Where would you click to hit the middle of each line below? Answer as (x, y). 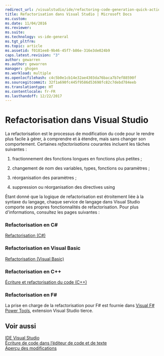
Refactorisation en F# (31, 295)
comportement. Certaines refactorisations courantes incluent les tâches (78, 144)
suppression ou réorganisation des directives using (63, 187)
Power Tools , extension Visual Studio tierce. (49, 311)
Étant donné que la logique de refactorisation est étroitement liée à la (74, 197)
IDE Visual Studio (22, 338)
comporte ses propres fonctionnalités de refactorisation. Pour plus (72, 207)
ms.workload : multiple (28, 73)
